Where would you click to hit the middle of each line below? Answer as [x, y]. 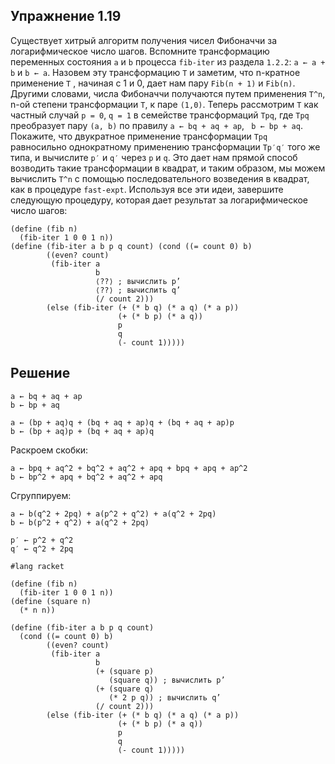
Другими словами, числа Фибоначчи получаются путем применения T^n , [168, 93]
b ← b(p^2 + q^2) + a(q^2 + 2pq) [80, 522]
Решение [40, 373]
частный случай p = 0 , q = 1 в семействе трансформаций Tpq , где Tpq [160, 115]
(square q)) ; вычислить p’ [167, 680]
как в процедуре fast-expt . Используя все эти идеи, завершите [147, 189]
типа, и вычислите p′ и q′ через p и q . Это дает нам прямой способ [154, 157]
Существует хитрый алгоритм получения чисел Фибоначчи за [144, 40]
